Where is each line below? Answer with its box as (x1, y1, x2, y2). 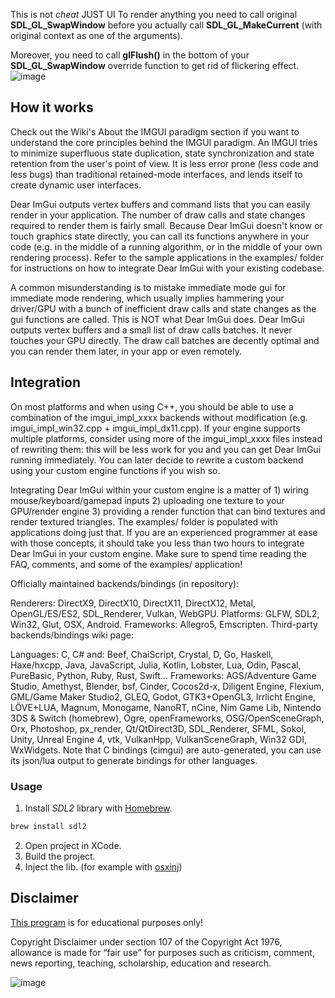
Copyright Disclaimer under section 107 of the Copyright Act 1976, (10, 935, 283, 948)
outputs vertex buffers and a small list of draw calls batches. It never (10, 324, 293, 336)
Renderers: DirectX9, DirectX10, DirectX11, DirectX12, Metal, (10, 597, 256, 609)
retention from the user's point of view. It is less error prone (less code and (10, 157, 319, 169)
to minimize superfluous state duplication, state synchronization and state (10, 147, 315, 159)
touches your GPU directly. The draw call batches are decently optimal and (10, 334, 320, 346)
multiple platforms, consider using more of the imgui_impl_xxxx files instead (10, 432, 323, 444)
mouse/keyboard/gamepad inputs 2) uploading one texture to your (10, 494, 285, 506)
